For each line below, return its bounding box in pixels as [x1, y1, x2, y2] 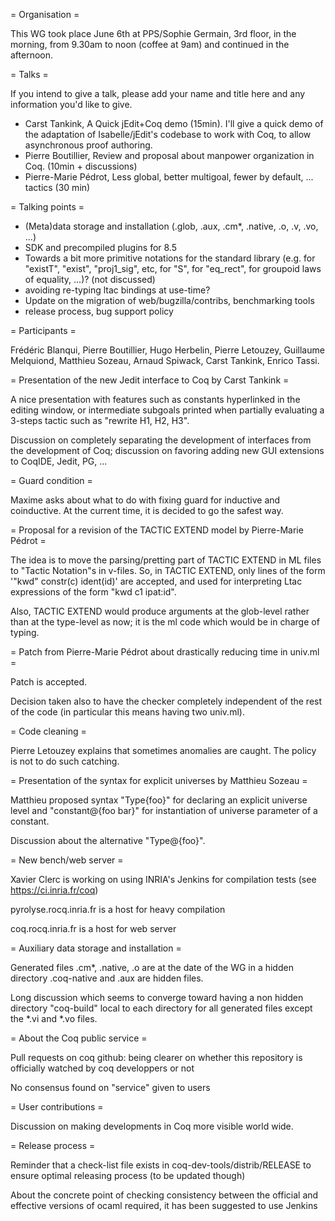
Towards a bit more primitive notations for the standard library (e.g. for [24, 252, 316, 264]
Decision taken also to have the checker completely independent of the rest [10, 695, 323, 707]
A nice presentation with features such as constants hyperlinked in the [10, 394, 301, 405]
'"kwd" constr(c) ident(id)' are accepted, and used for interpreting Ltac [10, 575, 303, 587]
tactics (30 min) [24, 182, 91, 193]
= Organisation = [10, 9, 80, 20]
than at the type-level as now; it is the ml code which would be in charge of [10, 616, 320, 628]
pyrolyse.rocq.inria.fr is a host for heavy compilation [10, 904, 226, 915]
